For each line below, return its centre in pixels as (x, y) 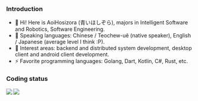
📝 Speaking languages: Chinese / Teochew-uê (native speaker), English (103, 36)
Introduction (24, 9)
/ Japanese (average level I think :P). (60, 42)
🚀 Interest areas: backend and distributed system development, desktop (103, 48)
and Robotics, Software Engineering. (60, 29)
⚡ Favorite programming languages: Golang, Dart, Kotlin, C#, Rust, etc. (101, 61)
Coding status (27, 79)
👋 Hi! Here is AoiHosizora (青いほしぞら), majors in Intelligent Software (101, 23)
